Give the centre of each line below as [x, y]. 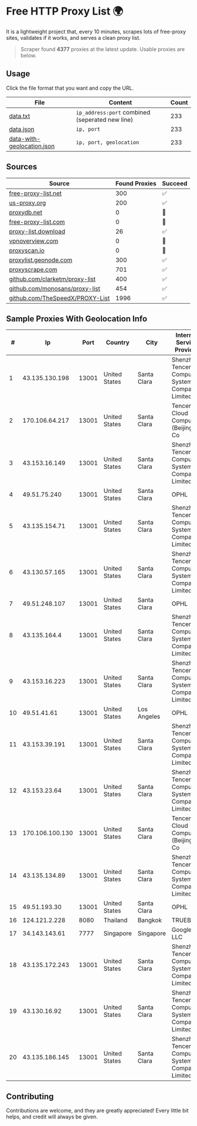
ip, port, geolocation [108, 142]
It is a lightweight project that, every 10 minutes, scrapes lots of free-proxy [96, 31]
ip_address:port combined [113, 112]
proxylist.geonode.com [41, 260]
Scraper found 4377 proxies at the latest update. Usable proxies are [103, 49]
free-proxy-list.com [37, 222]
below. [28, 55]
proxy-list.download [37, 231]
